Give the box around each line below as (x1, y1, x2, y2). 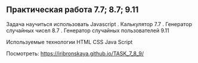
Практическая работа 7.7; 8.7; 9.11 (6, 5, 139, 15)
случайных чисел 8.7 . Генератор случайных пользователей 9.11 (6, 27, 169, 34)
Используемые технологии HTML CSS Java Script (6, 38, 133, 45)
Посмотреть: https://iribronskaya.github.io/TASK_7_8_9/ (6, 50, 144, 57)
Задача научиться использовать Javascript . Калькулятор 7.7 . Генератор (6, 20, 193, 27)
